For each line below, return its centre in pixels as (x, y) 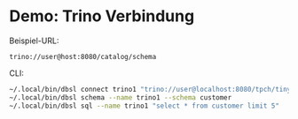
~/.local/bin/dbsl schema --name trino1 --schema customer (121, 97)
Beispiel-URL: (34, 41)
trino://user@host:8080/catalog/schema (83, 56)
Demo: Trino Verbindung (102, 16)
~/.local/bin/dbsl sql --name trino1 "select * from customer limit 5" (144, 106)
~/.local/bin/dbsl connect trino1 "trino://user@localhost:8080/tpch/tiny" (152, 89)
